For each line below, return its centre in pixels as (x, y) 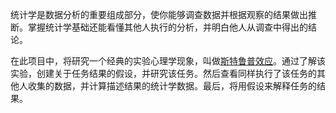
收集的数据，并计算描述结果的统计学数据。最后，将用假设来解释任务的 (172, 86)
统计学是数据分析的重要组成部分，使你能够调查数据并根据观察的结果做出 (159, 14)
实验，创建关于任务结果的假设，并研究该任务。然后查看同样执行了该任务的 (163, 73)
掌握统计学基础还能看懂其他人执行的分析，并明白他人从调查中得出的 (167, 27)
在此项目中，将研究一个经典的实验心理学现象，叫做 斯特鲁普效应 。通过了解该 (168, 61)
